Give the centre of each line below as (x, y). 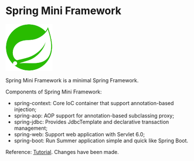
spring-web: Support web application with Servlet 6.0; (79, 134)
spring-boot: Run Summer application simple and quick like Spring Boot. (101, 140)
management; (31, 128)
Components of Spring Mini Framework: (54, 92)
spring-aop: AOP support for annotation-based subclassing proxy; (94, 115)
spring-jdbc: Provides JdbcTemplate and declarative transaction (91, 122)
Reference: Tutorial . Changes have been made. (62, 152)
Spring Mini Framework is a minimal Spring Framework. (72, 80)
